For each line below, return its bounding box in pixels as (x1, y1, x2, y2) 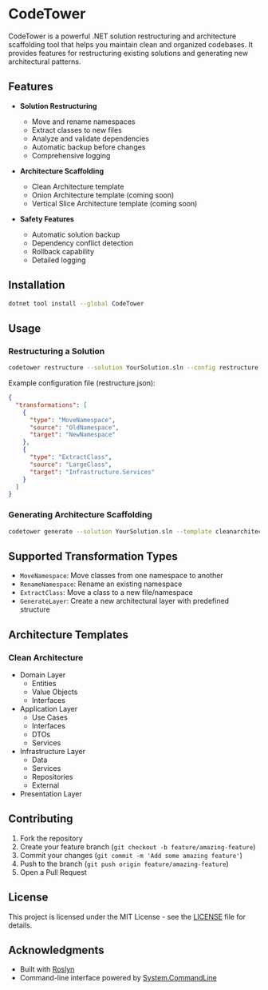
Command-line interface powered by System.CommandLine (19, 973, 217, 983)
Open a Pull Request (19, 867, 88, 876)
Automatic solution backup (31, 230, 120, 239)
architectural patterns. (8, 57, 81, 66)
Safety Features (19, 214, 74, 224)
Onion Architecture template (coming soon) (31, 190, 175, 200)
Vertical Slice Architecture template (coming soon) (31, 198, 198, 208)
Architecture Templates (8, 628, 129, 641)
